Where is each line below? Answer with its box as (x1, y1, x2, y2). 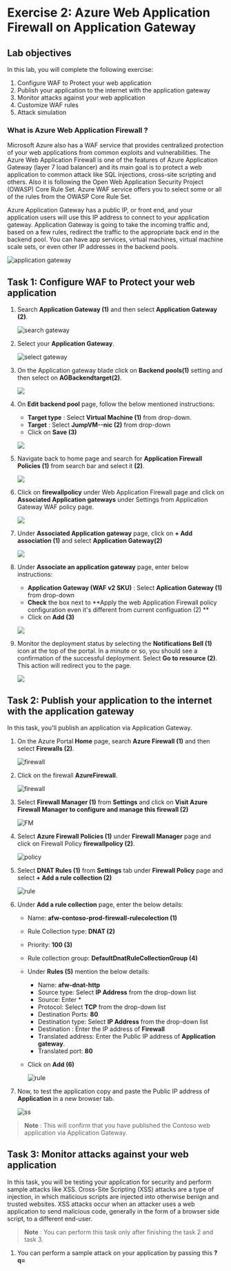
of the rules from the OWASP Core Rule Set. (7, 192, 132, 201)
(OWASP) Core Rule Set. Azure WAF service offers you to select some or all (7, 185, 222, 194)
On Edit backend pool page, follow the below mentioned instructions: (17, 400, 215, 409)
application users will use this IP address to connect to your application (7, 213, 210, 222)
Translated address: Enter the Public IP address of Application (37, 1032, 216, 1040)
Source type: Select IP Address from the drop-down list (37, 987, 197, 996)
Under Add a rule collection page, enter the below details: (17, 900, 183, 909)
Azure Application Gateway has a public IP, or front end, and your (7, 206, 193, 214)
